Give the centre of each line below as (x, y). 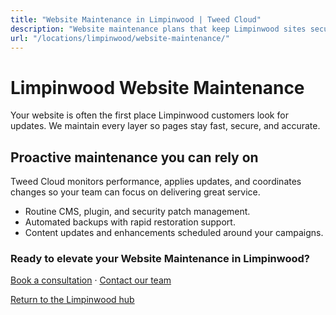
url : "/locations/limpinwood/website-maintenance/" (120, 38)
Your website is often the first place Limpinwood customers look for (149, 115)
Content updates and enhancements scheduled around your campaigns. (174, 233)
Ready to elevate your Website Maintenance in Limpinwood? (160, 259)
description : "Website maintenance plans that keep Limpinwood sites (158, 29)
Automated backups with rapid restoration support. (130, 222)
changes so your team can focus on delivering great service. (135, 192)
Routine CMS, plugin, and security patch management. (137, 212)
